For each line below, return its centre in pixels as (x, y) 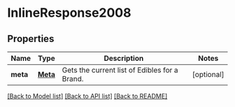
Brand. (73, 79)
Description (124, 58)
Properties (31, 39)
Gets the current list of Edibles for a (120, 70)
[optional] (208, 74)
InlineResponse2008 (69, 13)
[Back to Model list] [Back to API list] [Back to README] (87, 96)
